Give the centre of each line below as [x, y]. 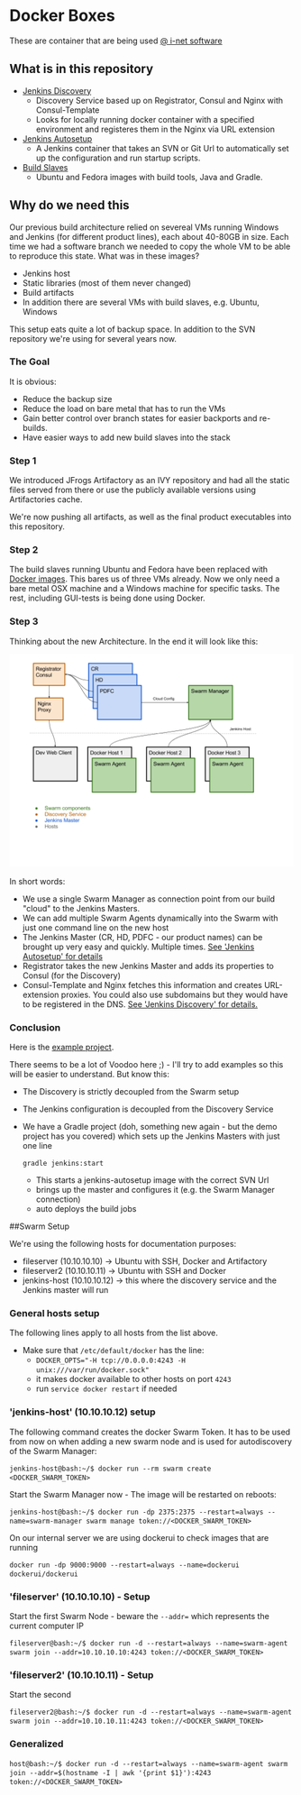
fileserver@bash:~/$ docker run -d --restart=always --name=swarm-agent [149, 1643]
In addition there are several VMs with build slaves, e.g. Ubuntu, [141, 302]
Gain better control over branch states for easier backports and [140, 418]
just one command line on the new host [96, 927]
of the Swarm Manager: [53, 1451]
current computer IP [46, 1626]
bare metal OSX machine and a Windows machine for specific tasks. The [145, 589]
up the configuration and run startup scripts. [118, 158]
